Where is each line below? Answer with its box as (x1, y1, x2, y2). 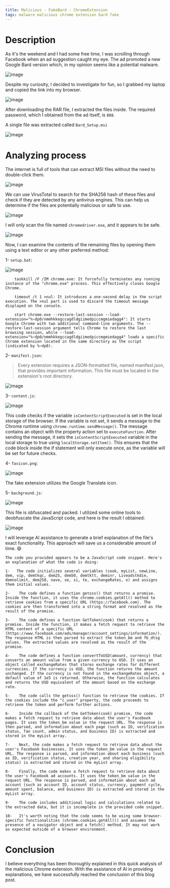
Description (5, 34, 56, 46)
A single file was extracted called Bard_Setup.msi (5, 122, 108, 128)
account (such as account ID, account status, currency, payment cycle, (5, 782, 162, 788)
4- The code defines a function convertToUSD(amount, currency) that (5, 653, 162, 658)
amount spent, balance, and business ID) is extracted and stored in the (5, 787, 165, 792)
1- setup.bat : (5, 257, 32, 263)
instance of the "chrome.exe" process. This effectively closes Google (5, 281, 160, 287)
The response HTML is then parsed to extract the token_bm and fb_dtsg (5, 636, 160, 641)
